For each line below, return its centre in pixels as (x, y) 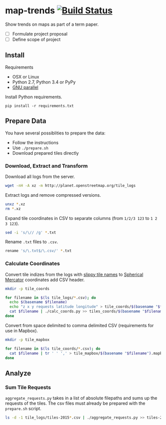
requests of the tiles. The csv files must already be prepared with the (75, 403)
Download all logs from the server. (40, 176)
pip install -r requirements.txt (40, 106)
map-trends (30, 11)
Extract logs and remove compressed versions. (53, 195)
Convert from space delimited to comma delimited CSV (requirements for (80, 325)
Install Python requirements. (34, 97)
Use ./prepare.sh (30, 148)
